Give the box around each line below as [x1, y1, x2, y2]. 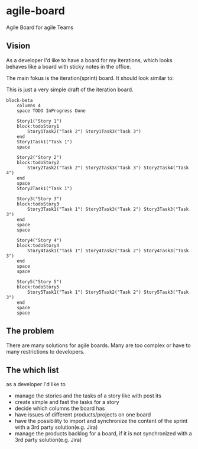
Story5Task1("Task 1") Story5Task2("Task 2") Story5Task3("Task [27, 289, 189, 295]
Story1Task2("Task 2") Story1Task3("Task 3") [27, 129, 142, 134]
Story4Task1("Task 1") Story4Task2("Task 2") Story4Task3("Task [27, 248, 189, 254]
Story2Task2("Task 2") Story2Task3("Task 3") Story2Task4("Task [27, 165, 189, 171]
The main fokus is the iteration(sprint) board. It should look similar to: [6, 74, 174, 81]
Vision [6, 41, 31, 51]
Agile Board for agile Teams [6, 24, 74, 31]
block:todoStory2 [17, 159, 60, 165]
